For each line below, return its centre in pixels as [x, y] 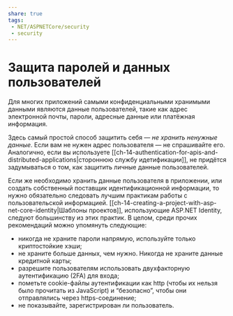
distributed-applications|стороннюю [61, 160]
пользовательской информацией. [58, 203]
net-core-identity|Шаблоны [48, 211]
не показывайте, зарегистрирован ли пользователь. [96, 306]
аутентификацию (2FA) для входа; [68, 276]
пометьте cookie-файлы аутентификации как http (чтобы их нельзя [118, 283]
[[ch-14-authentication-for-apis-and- [165, 152]
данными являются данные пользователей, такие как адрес [98, 110]
